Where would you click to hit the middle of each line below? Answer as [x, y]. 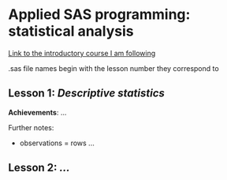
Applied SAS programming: [99, 15]
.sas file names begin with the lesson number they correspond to [113, 68]
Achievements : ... [37, 112]
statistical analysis [71, 31]
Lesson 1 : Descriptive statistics [87, 94]
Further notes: [31, 127]
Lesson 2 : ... [39, 168]
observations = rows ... [57, 143]
